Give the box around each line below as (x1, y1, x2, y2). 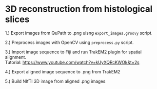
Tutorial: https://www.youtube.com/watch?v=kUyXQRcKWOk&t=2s (5, 59, 140, 65)
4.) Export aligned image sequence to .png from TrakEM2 (5, 68, 120, 74)
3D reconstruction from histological (5, 3, 153, 15)
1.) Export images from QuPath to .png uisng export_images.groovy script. (5, 30, 153, 36)
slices (5, 14, 30, 25)
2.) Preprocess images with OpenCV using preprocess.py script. (5, 39, 134, 45)
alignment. (5, 54, 26, 60)
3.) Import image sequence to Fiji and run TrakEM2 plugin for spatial (5, 49, 142, 55)
